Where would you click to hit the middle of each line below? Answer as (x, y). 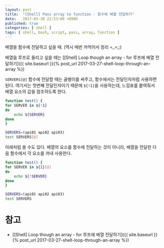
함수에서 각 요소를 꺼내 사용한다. (41, 153)
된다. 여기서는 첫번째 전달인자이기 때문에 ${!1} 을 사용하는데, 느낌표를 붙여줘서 (80, 85)
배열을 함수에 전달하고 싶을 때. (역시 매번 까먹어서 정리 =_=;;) (63, 47)
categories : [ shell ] (28, 28)
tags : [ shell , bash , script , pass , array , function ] (62, 32)
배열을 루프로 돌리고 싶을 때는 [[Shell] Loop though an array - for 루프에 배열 (80, 57)
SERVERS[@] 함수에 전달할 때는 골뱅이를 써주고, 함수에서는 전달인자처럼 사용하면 (81, 79)
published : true (22, 23)
